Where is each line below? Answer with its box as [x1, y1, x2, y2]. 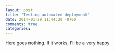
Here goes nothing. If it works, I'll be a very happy [5, 40, 110, 46]
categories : [5, 26, 31, 31]
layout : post [5, 7, 33, 13]
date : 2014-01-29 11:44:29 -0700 [5, 17, 76, 22]
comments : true [5, 21, 38, 27]
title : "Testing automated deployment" [5, 12, 90, 17]
